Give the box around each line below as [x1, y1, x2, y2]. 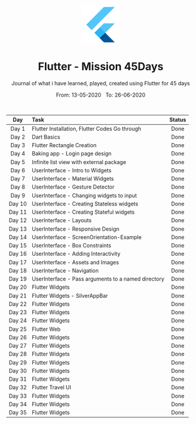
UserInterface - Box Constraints [32, 242, 111, 249]
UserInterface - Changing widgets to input [32, 192, 137, 199]
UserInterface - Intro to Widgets [32, 166, 112, 174]
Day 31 [8, 375, 27, 383]
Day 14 [8, 233, 27, 241]
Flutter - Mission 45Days [38, 60, 164, 73]
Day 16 [8, 250, 27, 258]
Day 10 [8, 200, 27, 207]
